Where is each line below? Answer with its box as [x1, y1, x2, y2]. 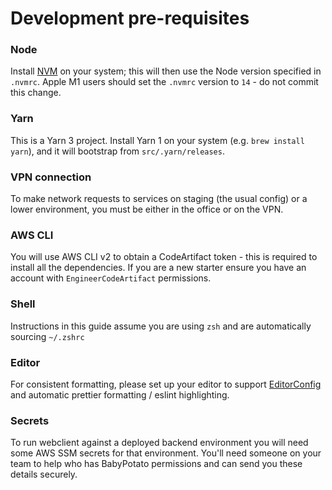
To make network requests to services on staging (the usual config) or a [10, 193, 308, 205]
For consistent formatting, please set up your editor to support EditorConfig [10, 378, 322, 390]
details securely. [10, 468, 78, 481]
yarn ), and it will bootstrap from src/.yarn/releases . [10, 145, 225, 157]
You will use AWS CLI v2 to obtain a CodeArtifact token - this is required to [10, 251, 318, 263]
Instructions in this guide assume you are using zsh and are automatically [10, 320, 312, 332]
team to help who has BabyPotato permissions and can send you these [10, 458, 303, 470]
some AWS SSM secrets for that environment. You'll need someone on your [10, 447, 322, 459]
